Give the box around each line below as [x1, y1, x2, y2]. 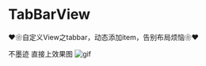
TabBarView [8, 5, 91, 24]
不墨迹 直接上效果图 [8, 49, 73, 58]
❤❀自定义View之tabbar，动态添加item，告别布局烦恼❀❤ [8, 32, 200, 42]
